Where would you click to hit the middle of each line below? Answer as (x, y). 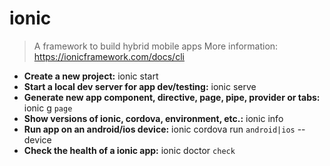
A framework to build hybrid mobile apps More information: (156, 46)
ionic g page (48, 108)
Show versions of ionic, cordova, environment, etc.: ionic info (153, 118)
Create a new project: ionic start (91, 76)
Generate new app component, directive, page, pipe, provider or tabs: (172, 97)
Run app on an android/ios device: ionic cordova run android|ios (159, 129)
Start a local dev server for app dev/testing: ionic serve (140, 86)
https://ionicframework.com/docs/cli (109, 56)
